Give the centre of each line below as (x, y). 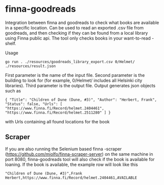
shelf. (11, 43)
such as (13, 91)
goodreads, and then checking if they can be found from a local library (77, 33)
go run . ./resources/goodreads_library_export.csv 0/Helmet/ (70, 62)
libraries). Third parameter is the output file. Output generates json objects (80, 85)
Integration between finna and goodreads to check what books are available (82, 23)
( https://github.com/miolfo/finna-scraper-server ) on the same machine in (79, 154)
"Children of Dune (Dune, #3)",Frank (44, 173)
